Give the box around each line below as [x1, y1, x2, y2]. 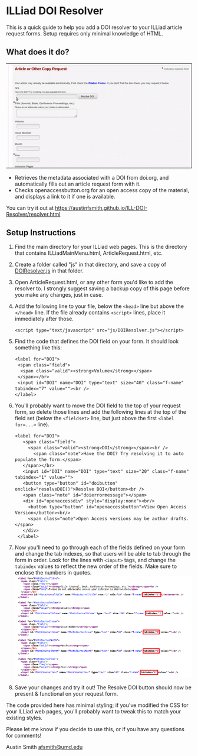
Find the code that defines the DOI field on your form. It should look [14, 338, 179, 345]
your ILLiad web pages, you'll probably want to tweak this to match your [6, 708, 181, 715]
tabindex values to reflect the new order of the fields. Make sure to [14, 563, 177, 570]
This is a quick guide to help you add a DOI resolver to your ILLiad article [6, 24, 183, 31]
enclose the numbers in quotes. [14, 569, 92, 576]
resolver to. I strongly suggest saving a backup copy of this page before [14, 285, 190, 292]
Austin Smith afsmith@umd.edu [6, 743, 83, 750]
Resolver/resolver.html [6, 210, 61, 218]
